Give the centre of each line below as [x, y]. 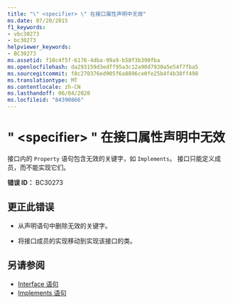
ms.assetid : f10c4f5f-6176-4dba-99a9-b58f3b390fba [84, 61]
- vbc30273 [23, 34]
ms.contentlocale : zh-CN [44, 87]
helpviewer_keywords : [39, 47]
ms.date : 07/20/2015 [38, 21]
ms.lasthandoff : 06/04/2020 [49, 93]
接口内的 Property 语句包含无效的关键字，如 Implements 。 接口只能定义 [111, 158]
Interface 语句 [38, 284]
